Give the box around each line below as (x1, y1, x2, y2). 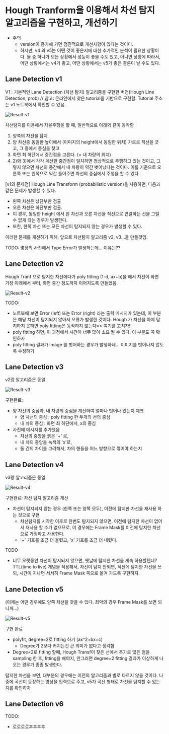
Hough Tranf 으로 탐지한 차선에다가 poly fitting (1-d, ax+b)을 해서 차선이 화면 (5, 273, 159, 279)
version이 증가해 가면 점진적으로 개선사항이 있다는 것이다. (20, 41, 134, 47)
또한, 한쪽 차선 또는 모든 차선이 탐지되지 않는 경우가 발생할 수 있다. (12, 223, 142, 229)
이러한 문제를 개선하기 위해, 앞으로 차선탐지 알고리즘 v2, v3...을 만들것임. (5, 234, 148, 240)
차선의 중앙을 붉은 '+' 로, (20, 433, 69, 439)
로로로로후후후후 (12, 723, 45, 729)
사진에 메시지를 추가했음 (12, 426, 60, 433)
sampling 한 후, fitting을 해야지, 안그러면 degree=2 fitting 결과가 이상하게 (12, 655, 158, 661)
